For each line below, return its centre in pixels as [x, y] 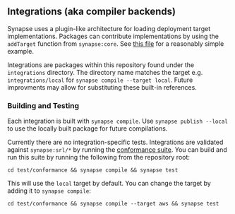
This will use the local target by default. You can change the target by [109, 184]
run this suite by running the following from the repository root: [99, 157]
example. [20, 51]
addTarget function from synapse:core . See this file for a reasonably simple [116, 43]
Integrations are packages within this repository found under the [101, 65]
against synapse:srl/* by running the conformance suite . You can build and [117, 150]
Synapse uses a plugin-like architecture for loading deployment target [109, 28]
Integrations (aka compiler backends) [92, 12]
